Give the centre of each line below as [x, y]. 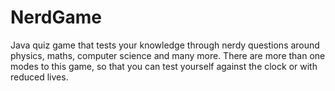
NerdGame [56, 17]
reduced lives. [39, 77]
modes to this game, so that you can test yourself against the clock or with [164, 66]
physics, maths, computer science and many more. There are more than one [168, 55]
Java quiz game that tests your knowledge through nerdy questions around [165, 45]
